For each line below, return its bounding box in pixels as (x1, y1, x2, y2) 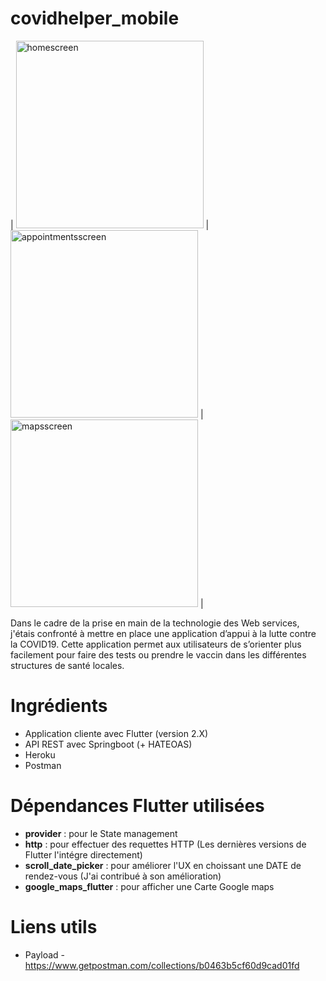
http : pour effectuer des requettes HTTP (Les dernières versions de (24, 838, 307, 850)
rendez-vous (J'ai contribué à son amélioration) (24, 870, 222, 882)
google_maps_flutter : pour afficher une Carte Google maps (24, 880, 275, 892)
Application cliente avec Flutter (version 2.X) (24, 727, 209, 739)
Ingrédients (10, 695, 108, 717)
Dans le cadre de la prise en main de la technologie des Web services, (10, 617, 300, 629)
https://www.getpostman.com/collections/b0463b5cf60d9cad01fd (24, 959, 300, 971)
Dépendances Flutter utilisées (10, 795, 265, 817)
